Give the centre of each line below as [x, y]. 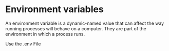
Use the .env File [23, 43]
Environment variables [54, 9]
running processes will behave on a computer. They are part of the [76, 28]
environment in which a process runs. [45, 34]
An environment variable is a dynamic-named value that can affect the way [85, 23]
